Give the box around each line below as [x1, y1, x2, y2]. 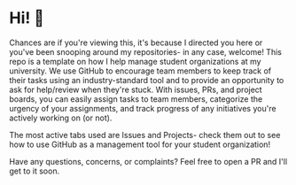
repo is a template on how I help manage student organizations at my [9, 56, 261, 66]
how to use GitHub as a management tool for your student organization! [9, 139, 271, 150]
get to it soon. [9, 166, 60, 176]
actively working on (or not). [9, 112, 113, 123]
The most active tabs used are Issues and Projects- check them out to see [9, 129, 281, 140]
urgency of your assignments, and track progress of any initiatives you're [9, 103, 277, 113]
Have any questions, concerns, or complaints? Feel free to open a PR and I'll [9, 156, 288, 166]
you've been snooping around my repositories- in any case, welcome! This [9, 46, 282, 57]
